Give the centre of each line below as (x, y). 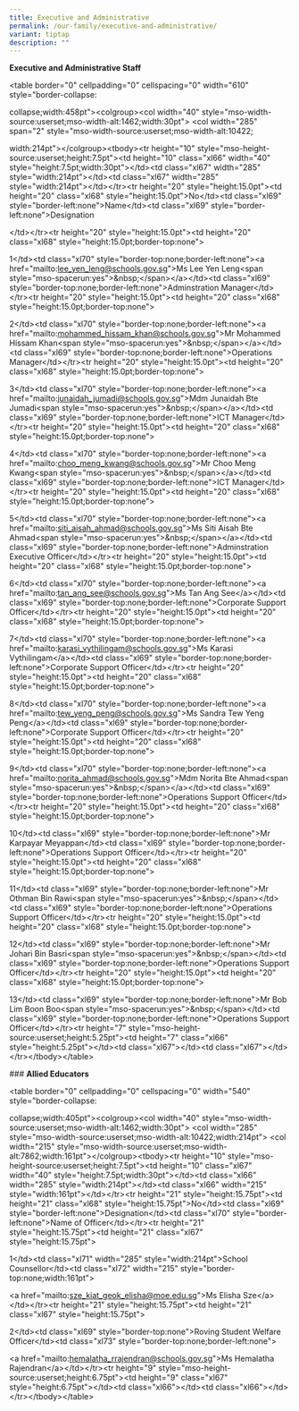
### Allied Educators (49, 1074)
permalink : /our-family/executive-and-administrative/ (113, 26)
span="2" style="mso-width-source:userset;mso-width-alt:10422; (132, 132)
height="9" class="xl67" (183, 1378)
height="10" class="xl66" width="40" (202, 158)
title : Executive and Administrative (79, 17)
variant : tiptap (39, 34)
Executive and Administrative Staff (75, 68)
